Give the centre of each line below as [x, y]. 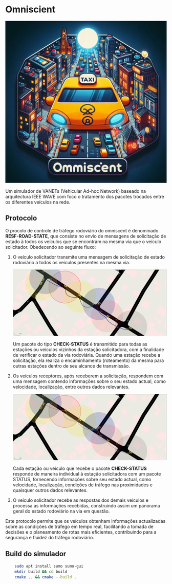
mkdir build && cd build [41, 572]
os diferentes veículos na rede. [38, 202]
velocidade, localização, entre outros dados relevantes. [71, 387]
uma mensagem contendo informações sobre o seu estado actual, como [89, 381]
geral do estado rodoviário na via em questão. [61, 511]
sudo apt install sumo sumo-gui [49, 567]
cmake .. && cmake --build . [46, 577]
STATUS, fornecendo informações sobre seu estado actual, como [82, 480]
